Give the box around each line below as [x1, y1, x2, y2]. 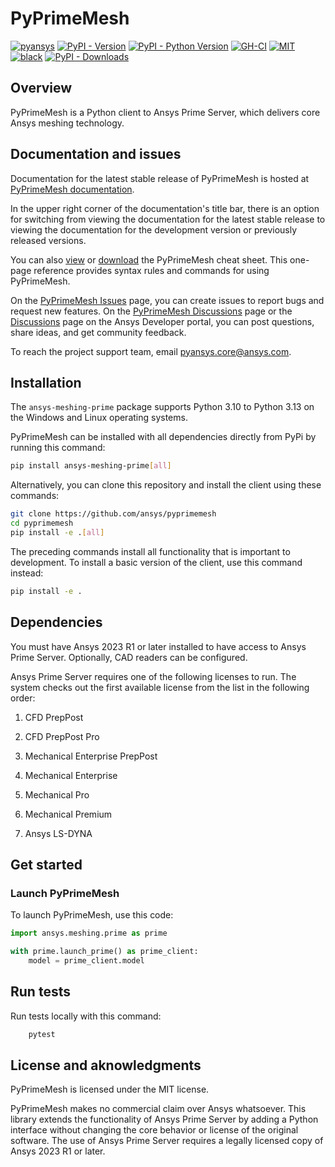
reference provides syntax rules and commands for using [33, 264, 270, 276]
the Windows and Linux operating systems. [10, 412, 188, 424]
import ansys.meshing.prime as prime [10, 928, 168, 939]
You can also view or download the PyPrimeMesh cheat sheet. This [10, 253, 288, 266]
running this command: [10, 442, 106, 454]
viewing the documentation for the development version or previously [10, 223, 298, 236]
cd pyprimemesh [10, 518, 74, 529]
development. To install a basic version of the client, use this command [10, 556, 303, 568]
